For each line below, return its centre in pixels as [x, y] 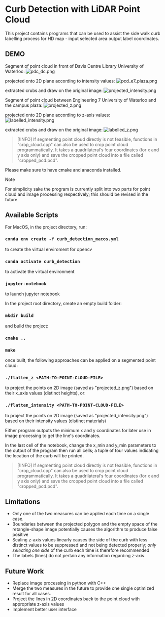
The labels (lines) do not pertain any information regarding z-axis [78, 556]
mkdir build [19, 316]
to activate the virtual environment [40, 272]
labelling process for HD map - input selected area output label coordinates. [82, 39]
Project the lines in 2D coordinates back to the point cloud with [76, 599]
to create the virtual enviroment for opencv [49, 249]
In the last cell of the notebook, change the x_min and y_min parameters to [81, 445]
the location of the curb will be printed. [45, 455]
